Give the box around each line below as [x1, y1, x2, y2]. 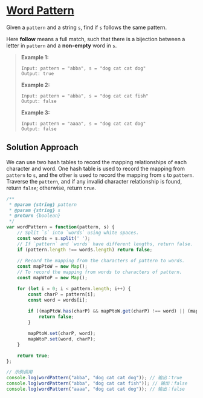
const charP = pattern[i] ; [28, 291, 96, 297]
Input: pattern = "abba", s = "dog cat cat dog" [21, 65, 146, 71]
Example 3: [21, 108, 50, 116]
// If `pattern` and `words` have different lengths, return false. [17, 240, 193, 247]
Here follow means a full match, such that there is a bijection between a [6, 35, 185, 42]
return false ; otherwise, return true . [6, 184, 97, 191]
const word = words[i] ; [28, 297, 88, 303]
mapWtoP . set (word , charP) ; [28, 336, 96, 342]
